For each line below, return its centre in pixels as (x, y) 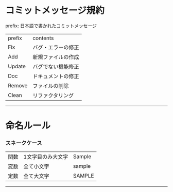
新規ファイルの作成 (56, 57)
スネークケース (24, 143)
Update (17, 66)
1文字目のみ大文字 (46, 157)
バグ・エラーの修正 (56, 47)
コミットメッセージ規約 (55, 11)
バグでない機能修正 (56, 66)
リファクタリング (53, 95)
